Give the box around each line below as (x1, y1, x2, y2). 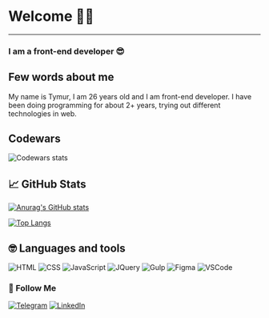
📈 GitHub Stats (8, 177, 86, 191)
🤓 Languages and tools (8, 241, 126, 255)
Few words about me (8, 70, 114, 84)
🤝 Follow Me (8, 283, 57, 294)
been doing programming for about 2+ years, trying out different (8, 100, 221, 110)
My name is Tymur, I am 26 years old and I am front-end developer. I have (8, 91, 252, 101)
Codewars (8, 132, 62, 146)
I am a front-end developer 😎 (8, 46, 125, 57)
